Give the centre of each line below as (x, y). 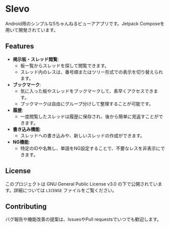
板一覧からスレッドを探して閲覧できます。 (65, 65)
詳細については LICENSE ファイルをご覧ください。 (65, 190)
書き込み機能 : (27, 129)
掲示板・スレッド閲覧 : (36, 59)
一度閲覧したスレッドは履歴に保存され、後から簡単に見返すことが (89, 116)
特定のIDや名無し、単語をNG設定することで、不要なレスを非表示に (90, 148)
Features (20, 46)
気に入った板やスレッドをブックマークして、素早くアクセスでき (87, 91)
